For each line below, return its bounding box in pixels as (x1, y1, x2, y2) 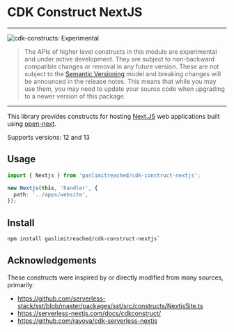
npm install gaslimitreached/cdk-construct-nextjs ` (7, 236, 160, 243)
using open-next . (7, 120, 57, 128)
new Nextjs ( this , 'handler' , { (7, 185, 98, 192)
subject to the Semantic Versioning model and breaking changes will (24, 69, 221, 78)
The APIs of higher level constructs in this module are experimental (24, 47, 217, 56)
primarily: (7, 280, 35, 289)
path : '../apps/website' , (13, 191, 89, 198)
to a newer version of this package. (24, 92, 126, 100)
